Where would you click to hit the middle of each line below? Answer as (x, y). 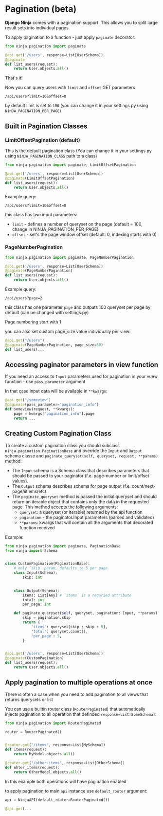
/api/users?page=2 (24, 298)
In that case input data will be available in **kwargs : (56, 391)
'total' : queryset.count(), (60, 631)
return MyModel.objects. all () (45, 754)
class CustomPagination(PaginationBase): (48, 564)
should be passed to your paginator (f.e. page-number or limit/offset (81, 476)
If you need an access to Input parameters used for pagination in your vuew (81, 376)
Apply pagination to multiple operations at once (79, 683)
